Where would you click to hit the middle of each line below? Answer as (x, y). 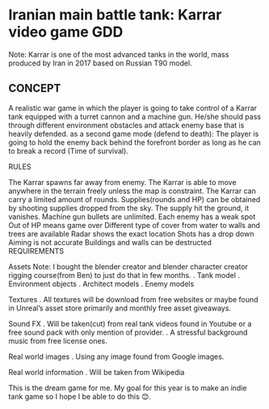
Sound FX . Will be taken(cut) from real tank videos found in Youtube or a (130, 323)
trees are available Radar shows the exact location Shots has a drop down (131, 234)
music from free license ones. (58, 340)
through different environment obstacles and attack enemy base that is (126, 125)
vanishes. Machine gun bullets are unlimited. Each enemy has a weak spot (132, 217)
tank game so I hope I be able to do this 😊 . (80, 396)
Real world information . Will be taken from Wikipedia (97, 372)
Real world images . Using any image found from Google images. (116, 356)
